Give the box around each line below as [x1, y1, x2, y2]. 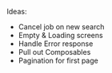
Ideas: [6, 7, 27, 16]
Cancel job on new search [18, 22, 105, 31]
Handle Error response [18, 39, 94, 48]
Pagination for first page [18, 56, 98, 65]
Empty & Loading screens [18, 31, 104, 40]
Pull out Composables [18, 48, 91, 56]
